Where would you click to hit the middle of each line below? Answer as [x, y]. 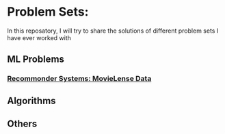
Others [22, 124]
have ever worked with [39, 37]
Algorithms [31, 100]
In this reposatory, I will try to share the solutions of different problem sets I [113, 31]
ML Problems [36, 60]
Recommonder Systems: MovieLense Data [79, 79]
